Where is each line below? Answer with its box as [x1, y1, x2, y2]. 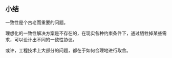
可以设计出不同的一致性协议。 [14, 36, 77, 42]
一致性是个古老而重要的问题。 [5, 19, 68, 25]
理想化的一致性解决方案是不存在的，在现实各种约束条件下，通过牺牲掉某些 [5, 30, 162, 36]
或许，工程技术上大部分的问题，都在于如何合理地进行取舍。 [5, 47, 131, 53]
